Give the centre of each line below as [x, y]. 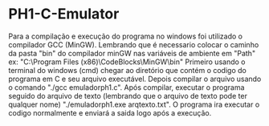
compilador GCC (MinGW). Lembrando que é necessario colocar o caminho [134, 44]
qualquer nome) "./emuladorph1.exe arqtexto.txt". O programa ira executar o [134, 104]
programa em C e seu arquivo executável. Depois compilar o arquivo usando [135, 79]
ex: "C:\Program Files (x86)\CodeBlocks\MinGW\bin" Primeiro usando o [127, 62]
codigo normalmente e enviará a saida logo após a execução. [110, 112]
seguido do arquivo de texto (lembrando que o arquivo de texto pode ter [128, 96]
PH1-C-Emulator [64, 14]
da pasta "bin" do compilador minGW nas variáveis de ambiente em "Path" [132, 53]
